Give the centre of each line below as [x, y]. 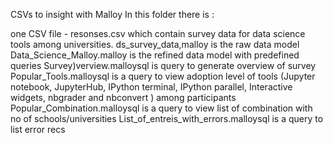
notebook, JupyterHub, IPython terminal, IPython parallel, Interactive [151, 87]
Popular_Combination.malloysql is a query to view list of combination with [161, 108]
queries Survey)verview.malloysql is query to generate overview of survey [163, 65]
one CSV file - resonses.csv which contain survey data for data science [158, 33]
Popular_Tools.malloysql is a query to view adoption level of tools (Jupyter [163, 76]
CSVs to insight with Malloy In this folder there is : [112, 14]
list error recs [38, 129]
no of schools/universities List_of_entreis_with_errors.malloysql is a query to [167, 118]
